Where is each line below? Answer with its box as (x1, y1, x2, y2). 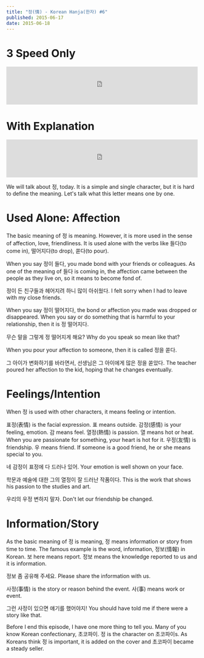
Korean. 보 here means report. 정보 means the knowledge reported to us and (6, 553, 197, 560)
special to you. (6, 450, 43, 458)
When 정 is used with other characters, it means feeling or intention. (6, 408, 176, 416)
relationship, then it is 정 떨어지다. (6, 321, 89, 328)
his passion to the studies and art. (6, 483, 91, 490)
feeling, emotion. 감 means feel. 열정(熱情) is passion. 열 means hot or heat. (6, 429, 194, 436)
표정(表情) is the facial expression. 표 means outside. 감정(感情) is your (6, 421, 182, 429)
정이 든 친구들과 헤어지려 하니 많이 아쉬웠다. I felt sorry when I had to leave (6, 287, 187, 294)
